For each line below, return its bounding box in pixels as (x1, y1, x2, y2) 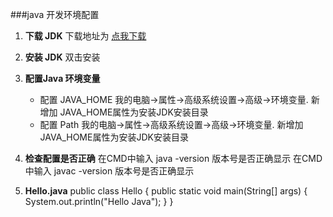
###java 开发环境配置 (10, 9, 100, 20)
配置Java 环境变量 (24, 73, 101, 84)
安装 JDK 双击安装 (24, 51, 101, 63)
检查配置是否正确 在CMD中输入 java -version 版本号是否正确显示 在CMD (24, 153, 323, 164)
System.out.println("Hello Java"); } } (24, 196, 174, 207)
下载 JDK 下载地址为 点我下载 (24, 30, 147, 42)
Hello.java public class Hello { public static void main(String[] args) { (24, 185, 308, 197)
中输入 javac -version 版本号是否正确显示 (24, 165, 195, 177)
